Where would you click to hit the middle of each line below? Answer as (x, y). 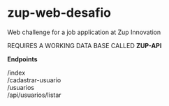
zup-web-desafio (59, 13)
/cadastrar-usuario (34, 80)
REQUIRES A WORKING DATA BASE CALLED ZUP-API (84, 45)
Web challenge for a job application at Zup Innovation (84, 32)
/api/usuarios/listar (34, 95)
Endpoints (22, 59)
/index (16, 73)
